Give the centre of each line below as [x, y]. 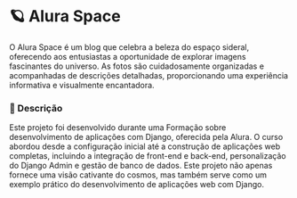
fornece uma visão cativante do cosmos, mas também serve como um [138, 175]
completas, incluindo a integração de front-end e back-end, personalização [148, 156]
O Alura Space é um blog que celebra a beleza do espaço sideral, [129, 47]
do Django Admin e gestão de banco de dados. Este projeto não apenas [141, 166]
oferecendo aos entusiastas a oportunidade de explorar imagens [128, 56]
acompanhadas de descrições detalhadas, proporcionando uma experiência [149, 75]
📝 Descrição [36, 108]
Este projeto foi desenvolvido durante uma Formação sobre [118, 128]
